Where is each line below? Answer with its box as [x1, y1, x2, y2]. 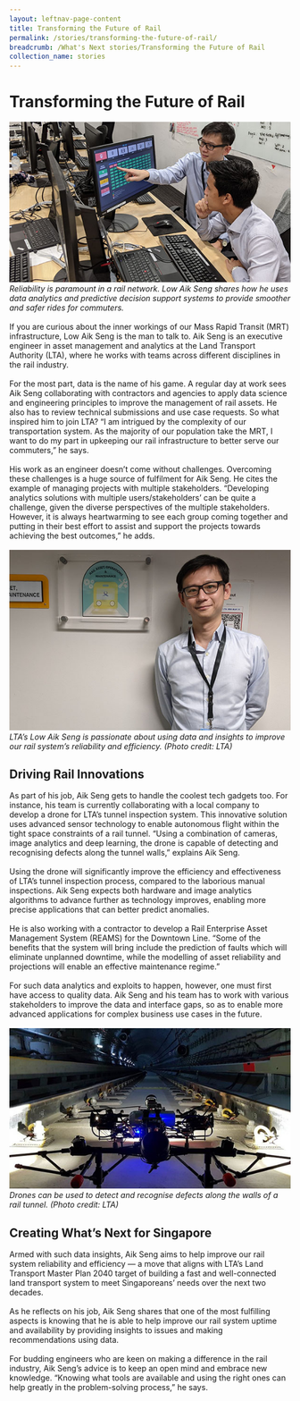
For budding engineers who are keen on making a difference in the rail [9, 1354, 268, 1364]
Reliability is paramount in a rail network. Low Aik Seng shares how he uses [9, 283, 288, 294]
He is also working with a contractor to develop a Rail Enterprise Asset [9, 924, 268, 934]
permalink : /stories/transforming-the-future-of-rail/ [9, 33, 218, 42]
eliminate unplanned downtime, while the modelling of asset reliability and [9, 952, 281, 963]
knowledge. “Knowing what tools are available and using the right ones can [9, 1372, 287, 1383]
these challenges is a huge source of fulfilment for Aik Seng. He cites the [9, 474, 279, 485]
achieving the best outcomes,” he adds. [9, 530, 155, 541]
